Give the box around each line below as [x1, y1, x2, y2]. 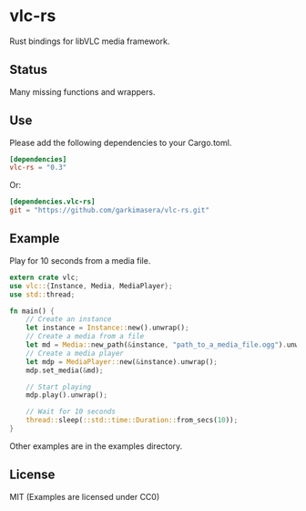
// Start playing [25, 382, 92, 391]
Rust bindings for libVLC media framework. [9, 36, 170, 47]
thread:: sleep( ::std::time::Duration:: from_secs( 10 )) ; [25, 416, 239, 425]
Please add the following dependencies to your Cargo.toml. [9, 137, 232, 148]
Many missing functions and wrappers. [9, 86, 156, 97]
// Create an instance [25, 315, 112, 324]
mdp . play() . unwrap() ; [25, 391, 107, 400]
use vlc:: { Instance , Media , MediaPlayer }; [9, 281, 173, 290]
